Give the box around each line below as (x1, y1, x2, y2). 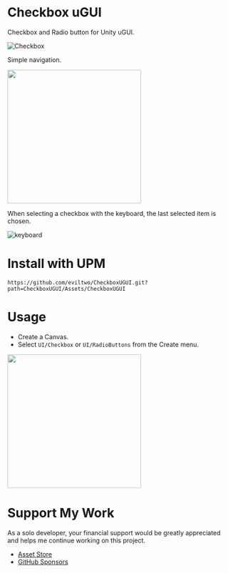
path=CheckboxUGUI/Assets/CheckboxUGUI (7, 285, 126, 292)
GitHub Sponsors (17, 557, 69, 566)
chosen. (7, 217, 31, 225)
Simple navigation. (7, 55, 62, 64)
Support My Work (7, 505, 115, 521)
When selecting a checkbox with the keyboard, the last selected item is (7, 209, 217, 217)
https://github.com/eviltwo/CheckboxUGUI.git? (7, 279, 148, 286)
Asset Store (17, 549, 52, 558)
